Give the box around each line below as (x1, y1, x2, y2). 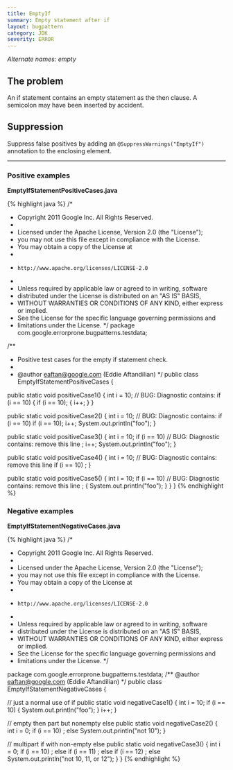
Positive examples (7, 171, 71, 180)
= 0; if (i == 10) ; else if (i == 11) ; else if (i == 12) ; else (7, 747, 161, 756)
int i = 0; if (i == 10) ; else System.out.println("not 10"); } (7, 726, 166, 735)
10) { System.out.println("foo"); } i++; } (7, 705, 117, 715)
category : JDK (7, 29, 49, 37)
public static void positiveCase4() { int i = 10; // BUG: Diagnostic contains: (7, 454, 217, 462)
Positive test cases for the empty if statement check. (17, 355, 169, 364)
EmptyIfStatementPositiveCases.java (7, 187, 118, 195)
